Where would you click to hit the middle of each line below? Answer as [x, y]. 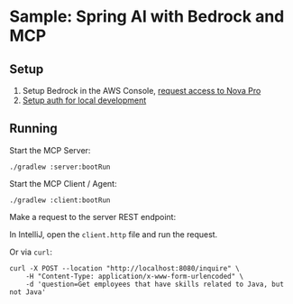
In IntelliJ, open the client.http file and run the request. [114, 234]
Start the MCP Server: [50, 150]
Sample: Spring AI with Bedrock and [147, 17]
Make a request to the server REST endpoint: [93, 216]
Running [34, 129]
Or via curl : [31, 252]
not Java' [28, 292]
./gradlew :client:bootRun [60, 200]
